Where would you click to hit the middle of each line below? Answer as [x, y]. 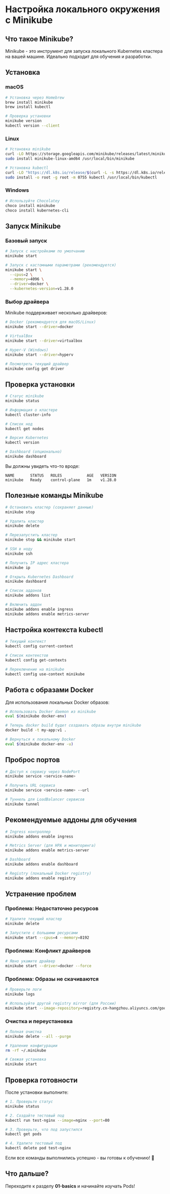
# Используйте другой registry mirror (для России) [61, 1003]
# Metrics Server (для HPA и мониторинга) [51, 846]
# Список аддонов [24, 591]
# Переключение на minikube [35, 669]
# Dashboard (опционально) [34, 452]
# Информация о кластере [31, 410]
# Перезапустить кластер [31, 535]
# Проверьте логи [24, 990]
